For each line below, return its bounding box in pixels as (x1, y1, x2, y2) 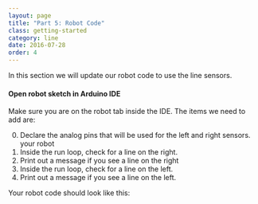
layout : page (8, 11, 52, 20)
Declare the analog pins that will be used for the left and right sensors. (19, 131, 251, 140)
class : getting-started (8, 26, 88, 34)
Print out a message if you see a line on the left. (19, 173, 177, 182)
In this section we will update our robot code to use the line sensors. (8, 71, 233, 80)
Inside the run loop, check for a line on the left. (19, 164, 174, 174)
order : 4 (8, 49, 37, 57)
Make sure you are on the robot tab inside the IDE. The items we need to (8, 107, 246, 116)
